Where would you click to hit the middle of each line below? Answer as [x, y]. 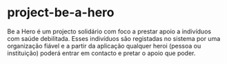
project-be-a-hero [61, 13]
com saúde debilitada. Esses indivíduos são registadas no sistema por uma [114, 38]
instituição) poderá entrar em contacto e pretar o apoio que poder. [101, 53]
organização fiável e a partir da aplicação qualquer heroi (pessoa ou [104, 46]
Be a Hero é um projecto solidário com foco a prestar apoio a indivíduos [109, 31]
